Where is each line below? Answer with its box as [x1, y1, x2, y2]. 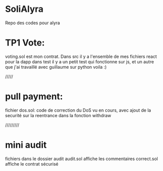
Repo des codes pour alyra [5, 20, 60, 26]
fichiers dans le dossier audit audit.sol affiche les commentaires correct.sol [5, 156, 158, 162]
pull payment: [5, 91, 63, 102]
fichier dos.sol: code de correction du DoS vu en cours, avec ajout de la [5, 107, 152, 113]
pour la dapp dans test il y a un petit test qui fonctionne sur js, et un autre [5, 58, 154, 65]
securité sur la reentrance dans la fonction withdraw [5, 112, 112, 118]
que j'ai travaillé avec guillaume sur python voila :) [5, 64, 107, 70]
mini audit [5, 139, 47, 150]
